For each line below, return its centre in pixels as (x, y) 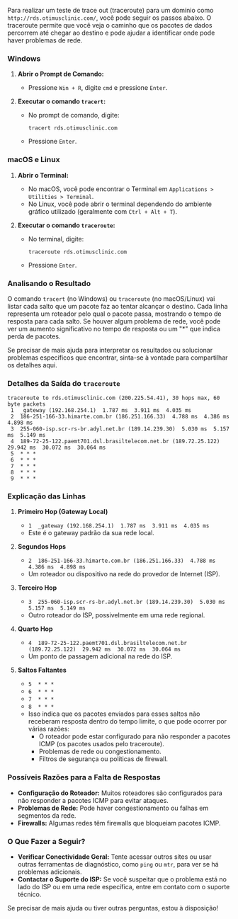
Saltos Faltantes (42, 670)
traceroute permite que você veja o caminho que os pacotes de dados (110, 25)
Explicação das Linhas (47, 496)
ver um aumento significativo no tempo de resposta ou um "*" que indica (114, 329)
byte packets (27, 404)
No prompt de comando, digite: (74, 115)
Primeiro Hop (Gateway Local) (63, 512)
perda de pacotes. (34, 336)
